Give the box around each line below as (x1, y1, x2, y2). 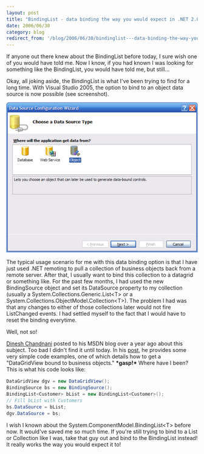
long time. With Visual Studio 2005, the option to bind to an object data (6, 84, 183, 91)
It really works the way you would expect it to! (6, 441, 121, 448)
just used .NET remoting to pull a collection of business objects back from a (6, 265, 196, 273)
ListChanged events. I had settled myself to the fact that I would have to (6, 310, 186, 317)
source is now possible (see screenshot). (6, 90, 109, 98)
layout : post (6, 10, 39, 16)
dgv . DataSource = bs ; (6, 410, 61, 416)
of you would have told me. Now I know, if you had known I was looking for (6, 59, 194, 67)
